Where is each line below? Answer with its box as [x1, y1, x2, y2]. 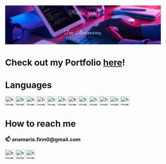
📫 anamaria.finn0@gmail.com [5, 136, 81, 143]
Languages [5, 80, 52, 91]
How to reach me [5, 118, 76, 129]
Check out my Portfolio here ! [5, 57, 125, 68]
